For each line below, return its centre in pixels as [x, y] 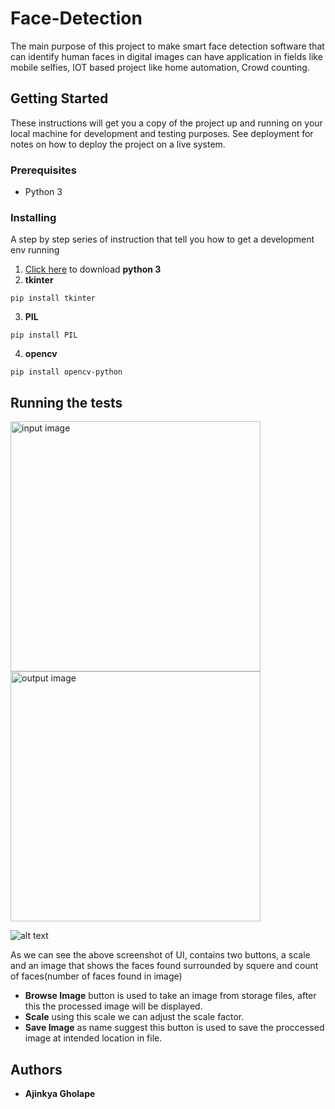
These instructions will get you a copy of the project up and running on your [166, 123]
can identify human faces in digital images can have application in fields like [166, 56]
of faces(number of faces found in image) [96, 976]
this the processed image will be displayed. [113, 1006]
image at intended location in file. [93, 1038]
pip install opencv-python [66, 372]
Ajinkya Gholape [60, 1093]
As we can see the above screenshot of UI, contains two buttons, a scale [160, 955]
